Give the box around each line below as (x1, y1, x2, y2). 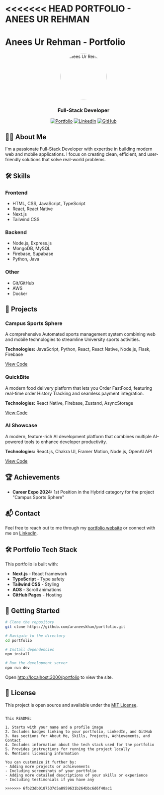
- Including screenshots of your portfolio (5, 768, 97, 774)
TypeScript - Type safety (12, 576, 65, 582)
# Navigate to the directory (5, 633, 66, 638)
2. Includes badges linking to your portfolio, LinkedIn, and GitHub (5, 729, 153, 734)
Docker (12, 290, 28, 296)
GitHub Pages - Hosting (12, 592, 62, 598)
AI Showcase (5, 422, 38, 429)
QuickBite (5, 374, 30, 381)
